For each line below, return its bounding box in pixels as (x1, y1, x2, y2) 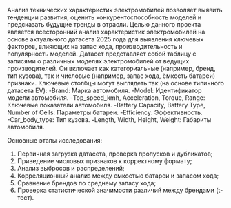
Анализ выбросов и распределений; (17, 165, 125, 172)
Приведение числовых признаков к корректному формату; (17, 157, 192, 165)
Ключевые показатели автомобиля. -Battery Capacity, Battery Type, (7, 101, 205, 109)
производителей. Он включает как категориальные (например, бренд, (7, 65, 216, 72)
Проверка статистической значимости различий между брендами (17, 186, 215, 194)
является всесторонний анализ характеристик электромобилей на (7, 28, 205, 36)
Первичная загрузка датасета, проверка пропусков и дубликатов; (17, 149, 213, 158)
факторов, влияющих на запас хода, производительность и (7, 43, 183, 50)
